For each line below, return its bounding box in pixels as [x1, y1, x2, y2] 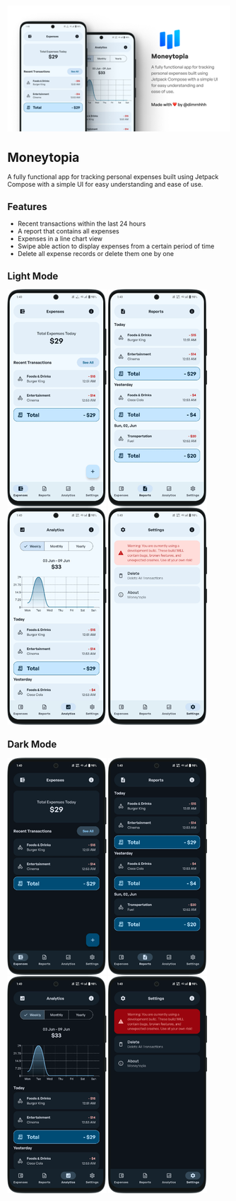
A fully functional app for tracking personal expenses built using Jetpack [7, 173, 219, 181]
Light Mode [7, 270, 59, 282]
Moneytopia [7, 149, 80, 166]
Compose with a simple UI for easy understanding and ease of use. [7, 180, 203, 189]
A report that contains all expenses [17, 227, 119, 236]
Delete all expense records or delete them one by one [17, 250, 175, 258]
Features [7, 200, 47, 213]
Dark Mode [7, 738, 57, 750]
